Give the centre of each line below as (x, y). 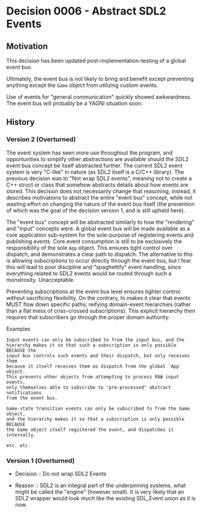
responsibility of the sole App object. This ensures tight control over (90, 247)
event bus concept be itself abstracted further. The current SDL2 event (94, 165)
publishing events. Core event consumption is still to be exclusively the (94, 241)
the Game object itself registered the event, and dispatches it (90, 430)
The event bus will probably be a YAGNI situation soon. (74, 103)
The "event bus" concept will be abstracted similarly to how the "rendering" (100, 222)
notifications (24, 393)
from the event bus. (32, 398)
